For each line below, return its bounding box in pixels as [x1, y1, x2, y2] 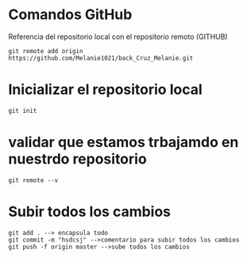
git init [8, 106, 37, 114]
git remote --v [8, 176, 59, 184]
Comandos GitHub [8, 6, 133, 24]
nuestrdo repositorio [8, 150, 147, 168]
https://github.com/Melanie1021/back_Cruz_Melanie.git [8, 54, 194, 62]
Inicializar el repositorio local [8, 81, 203, 99]
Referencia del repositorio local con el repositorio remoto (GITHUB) [8, 32, 228, 41]
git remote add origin [8, 47, 83, 55]
